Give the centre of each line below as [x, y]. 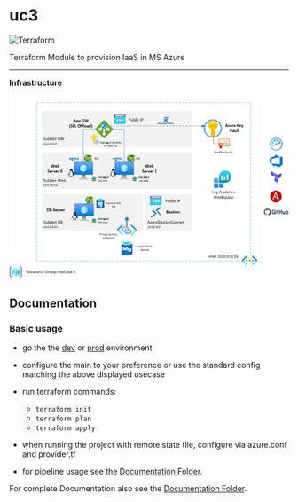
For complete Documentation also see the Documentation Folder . [128, 488]
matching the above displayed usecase [94, 374]
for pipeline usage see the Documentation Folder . [112, 471]
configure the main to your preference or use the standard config [141, 365]
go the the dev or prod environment [87, 348]
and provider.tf [49, 454]
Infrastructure [36, 82]
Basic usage [36, 328]
